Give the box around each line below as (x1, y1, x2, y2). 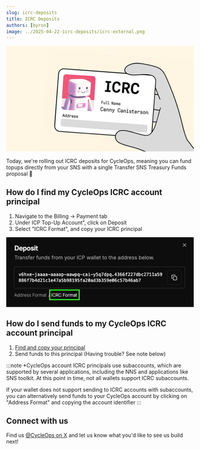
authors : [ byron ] (6, 22, 49, 28)
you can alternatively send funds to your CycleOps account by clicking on (6, 392, 187, 399)
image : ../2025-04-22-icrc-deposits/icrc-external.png (6, 29, 145, 35)
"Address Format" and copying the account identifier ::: (6, 399, 142, 406)
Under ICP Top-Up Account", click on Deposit (14, 218, 127, 226)
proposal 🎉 (6, 170, 33, 177)
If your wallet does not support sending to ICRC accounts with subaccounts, (6, 386, 193, 393)
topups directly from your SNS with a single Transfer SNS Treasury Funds (6, 164, 187, 171)
